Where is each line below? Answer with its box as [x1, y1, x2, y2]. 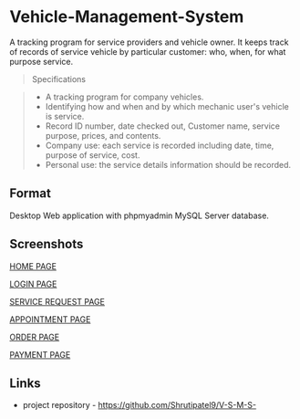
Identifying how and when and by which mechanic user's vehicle [45, 100, 289, 111]
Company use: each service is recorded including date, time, [45, 140, 274, 151]
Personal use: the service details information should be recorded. [45, 159, 292, 170]
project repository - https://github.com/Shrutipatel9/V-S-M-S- [22, 400, 257, 411]
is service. [45, 110, 85, 121]
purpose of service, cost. [45, 149, 140, 161]
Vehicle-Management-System [9, 6, 244, 27]
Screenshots [9, 236, 84, 252]
